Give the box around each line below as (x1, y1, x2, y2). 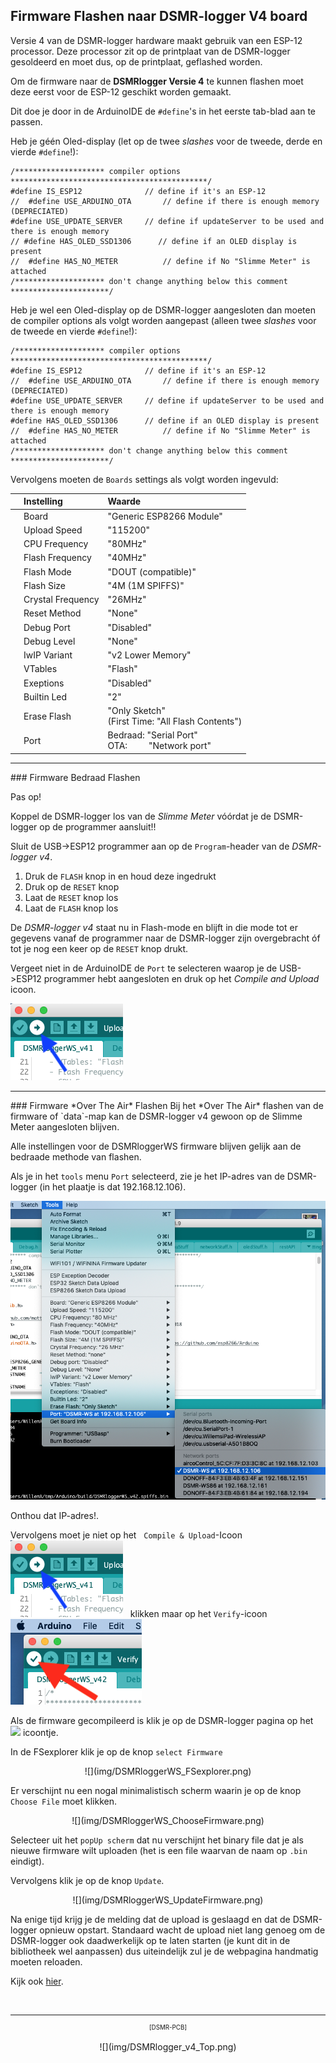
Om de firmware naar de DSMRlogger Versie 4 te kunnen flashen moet (10, 75, 304, 87)
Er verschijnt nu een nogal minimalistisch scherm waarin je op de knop (10, 1785, 302, 1797)
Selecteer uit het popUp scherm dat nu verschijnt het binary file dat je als (10, 1834, 304, 1846)
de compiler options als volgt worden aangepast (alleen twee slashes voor (10, 314, 317, 326)
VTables (23, 663, 58, 675)
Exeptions (23, 677, 65, 689)
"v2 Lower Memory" (107, 649, 192, 661)
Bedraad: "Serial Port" (107, 729, 198, 741)
